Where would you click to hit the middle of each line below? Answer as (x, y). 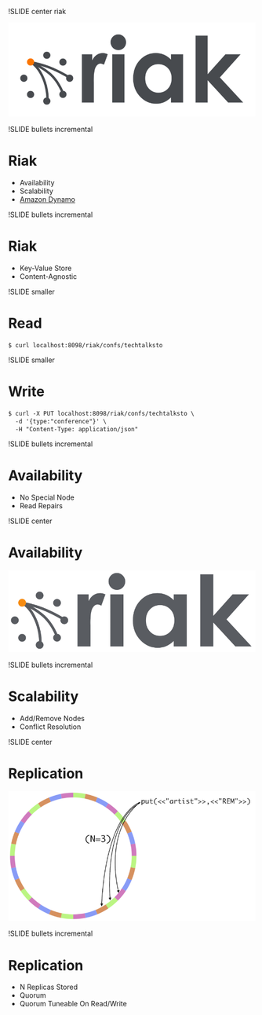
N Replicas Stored (49, 987)
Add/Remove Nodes (52, 718)
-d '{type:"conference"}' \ (61, 421)
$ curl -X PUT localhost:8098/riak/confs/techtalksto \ (101, 413)
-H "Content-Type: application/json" (77, 429)
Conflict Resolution (50, 727)
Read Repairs (41, 505)
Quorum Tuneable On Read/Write (73, 1004)
